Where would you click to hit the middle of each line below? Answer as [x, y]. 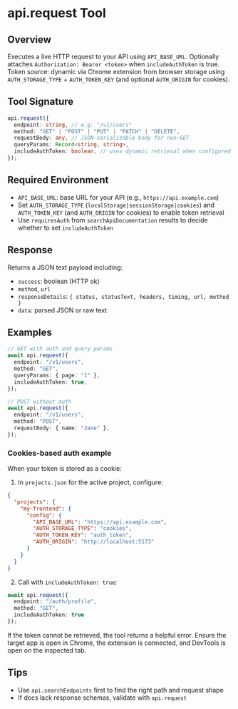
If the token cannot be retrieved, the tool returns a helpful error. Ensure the [117, 635]
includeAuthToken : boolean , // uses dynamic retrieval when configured [123, 151]
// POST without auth [40, 402]
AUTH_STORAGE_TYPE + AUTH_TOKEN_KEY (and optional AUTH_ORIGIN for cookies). [119, 79]
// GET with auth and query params [60, 349]
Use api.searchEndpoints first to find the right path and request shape [121, 690]
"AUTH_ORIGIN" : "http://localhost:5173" [94, 542]
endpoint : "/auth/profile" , [56, 602]
